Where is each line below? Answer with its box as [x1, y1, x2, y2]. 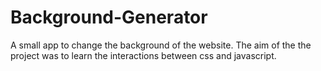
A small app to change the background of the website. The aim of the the [10, 39, 312, 51]
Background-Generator [10, 6, 208, 29]
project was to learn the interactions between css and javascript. [10, 49, 277, 61]
